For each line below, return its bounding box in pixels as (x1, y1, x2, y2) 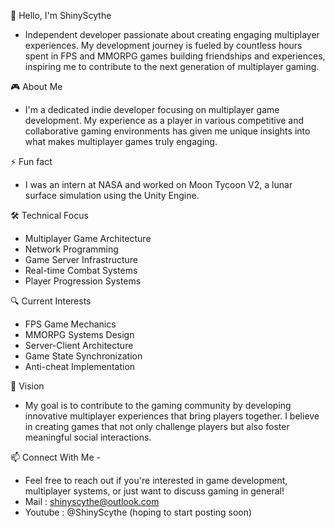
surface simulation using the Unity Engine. (24, 190, 200, 201)
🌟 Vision (10, 380, 45, 392)
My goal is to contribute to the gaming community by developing (24, 400, 292, 411)
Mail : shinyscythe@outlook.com (24, 496, 160, 507)
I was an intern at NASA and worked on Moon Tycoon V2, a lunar (24, 179, 293, 190)
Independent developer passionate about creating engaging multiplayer (24, 29, 320, 40)
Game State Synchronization (24, 350, 143, 362)
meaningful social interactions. (24, 431, 152, 443)
